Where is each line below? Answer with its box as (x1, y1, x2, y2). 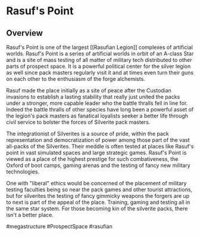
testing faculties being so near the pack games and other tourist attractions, (6, 186, 192, 193)
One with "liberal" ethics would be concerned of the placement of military (6, 180, 187, 187)
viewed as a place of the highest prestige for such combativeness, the (6, 156, 179, 162)
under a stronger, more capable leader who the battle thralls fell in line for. (6, 100, 188, 107)
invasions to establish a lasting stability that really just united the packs (6, 94, 180, 100)
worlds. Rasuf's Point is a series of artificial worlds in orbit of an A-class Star (6, 50, 194, 57)
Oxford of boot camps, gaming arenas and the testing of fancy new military (6, 162, 190, 169)
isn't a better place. (6, 212, 54, 218)
